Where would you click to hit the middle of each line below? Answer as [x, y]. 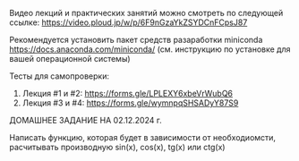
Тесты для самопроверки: [60, 76]
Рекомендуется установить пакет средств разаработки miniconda [136, 40]
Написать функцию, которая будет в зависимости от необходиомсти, [142, 137]
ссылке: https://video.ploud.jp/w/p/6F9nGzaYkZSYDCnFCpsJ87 [128, 22]
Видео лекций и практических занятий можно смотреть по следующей [146, 13]
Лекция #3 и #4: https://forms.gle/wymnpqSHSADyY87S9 [130, 103]
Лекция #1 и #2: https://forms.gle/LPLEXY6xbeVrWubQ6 [128, 93]
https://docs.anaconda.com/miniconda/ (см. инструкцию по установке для [150, 49]
